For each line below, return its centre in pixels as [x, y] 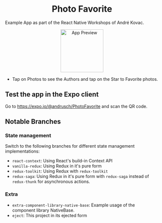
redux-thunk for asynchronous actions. [51, 181]
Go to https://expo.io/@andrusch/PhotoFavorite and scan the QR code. [76, 106]
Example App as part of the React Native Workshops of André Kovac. [75, 22]
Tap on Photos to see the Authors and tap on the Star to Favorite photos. [85, 79]
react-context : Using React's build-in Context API [62, 161]
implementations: [22, 151]
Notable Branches [33, 122]
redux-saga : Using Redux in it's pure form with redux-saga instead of [81, 177]
